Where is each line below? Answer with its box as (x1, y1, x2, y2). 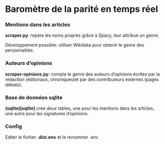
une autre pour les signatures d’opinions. (5, 111, 89, 117)
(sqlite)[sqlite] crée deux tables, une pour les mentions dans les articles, (5, 105, 155, 111)
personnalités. (5, 47, 35, 53)
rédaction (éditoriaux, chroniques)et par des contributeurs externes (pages (5, 76, 159, 82)
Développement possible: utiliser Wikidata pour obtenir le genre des (5, 42, 144, 48)
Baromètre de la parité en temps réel (5, 3, 158, 15)
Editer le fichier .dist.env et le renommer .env (5, 134, 98, 140)
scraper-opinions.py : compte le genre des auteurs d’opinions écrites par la (5, 71, 160, 77)
